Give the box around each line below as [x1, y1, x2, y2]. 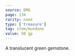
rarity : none [5, 17, 33, 22]
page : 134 [5, 12, 26, 17]
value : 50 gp [5, 31, 33, 36]
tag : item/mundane [5, 26, 44, 32]
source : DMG [5, 7, 30, 13]
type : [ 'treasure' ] [5, 21, 47, 27]
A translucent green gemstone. [5, 45, 70, 51]
